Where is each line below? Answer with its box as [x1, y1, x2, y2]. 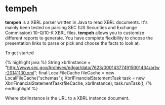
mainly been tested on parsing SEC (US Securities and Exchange [5, 24, 137, 30]
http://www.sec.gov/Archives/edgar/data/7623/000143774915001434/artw [7, 65, 160, 70]
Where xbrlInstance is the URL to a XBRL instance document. [5, 95, 130, 101]
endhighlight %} [5, 85, 38, 91]
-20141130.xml [5, 70, 35, 75]
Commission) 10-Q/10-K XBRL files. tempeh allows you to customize [5, 30, 145, 35]
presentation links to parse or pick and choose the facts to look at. [5, 40, 140, 46]
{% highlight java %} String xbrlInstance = [5, 59, 91, 65]
